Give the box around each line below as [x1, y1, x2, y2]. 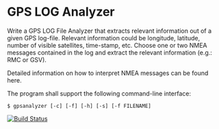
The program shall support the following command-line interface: [7, 89, 192, 98]
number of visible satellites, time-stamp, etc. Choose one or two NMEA [7, 41, 207, 49]
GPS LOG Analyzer [7, 4, 115, 20]
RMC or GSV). [7, 55, 47, 63]
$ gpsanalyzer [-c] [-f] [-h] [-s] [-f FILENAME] [7, 102, 152, 109]
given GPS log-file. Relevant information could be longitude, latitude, [7, 33, 201, 42]
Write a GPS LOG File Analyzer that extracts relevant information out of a [7, 27, 212, 35]
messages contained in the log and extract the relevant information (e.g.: [7, 48, 212, 57]
